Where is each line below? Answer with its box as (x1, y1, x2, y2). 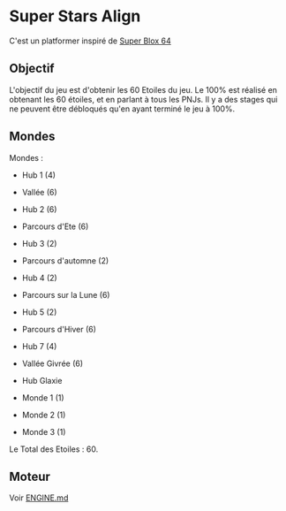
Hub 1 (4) (21, 170, 56, 180)
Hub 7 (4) (21, 340, 57, 351)
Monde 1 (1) (21, 392, 64, 403)
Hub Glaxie (21, 375, 63, 385)
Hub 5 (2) (21, 307, 57, 317)
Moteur (9, 469, 51, 484)
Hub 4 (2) (21, 272, 57, 283)
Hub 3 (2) (21, 238, 57, 248)
